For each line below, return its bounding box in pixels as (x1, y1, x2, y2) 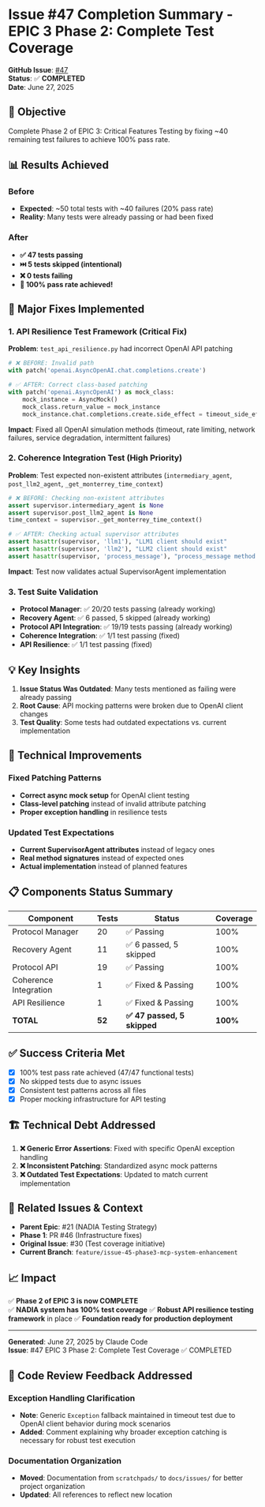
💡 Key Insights (8, 663, 80, 676)
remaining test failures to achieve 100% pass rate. (8, 134, 171, 144)
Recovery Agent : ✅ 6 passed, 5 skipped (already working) (19, 613, 211, 623)
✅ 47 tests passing (19, 250, 84, 260)
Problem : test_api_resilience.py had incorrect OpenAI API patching (8, 344, 233, 353)
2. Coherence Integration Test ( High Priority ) (8, 452, 183, 463)
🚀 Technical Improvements (8, 749, 142, 762)
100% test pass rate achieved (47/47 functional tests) (19, 1068, 195, 1077)
